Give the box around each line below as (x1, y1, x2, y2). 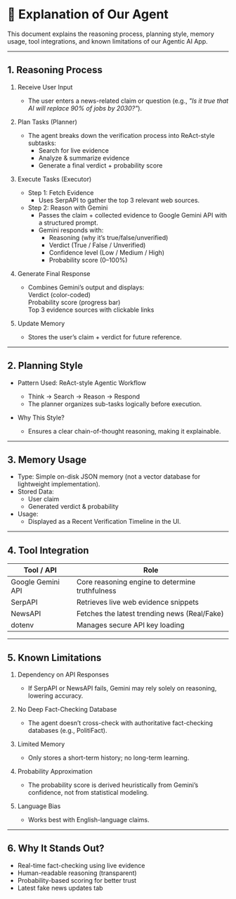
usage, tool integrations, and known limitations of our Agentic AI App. (7, 37, 209, 45)
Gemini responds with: (38, 225, 104, 234)
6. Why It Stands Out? (7, 843, 105, 855)
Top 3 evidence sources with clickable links (27, 306, 155, 314)
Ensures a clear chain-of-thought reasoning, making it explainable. (27, 427, 221, 435)
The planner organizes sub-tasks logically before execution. (27, 399, 202, 408)
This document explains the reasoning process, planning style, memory (7, 30, 214, 38)
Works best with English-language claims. (27, 816, 150, 824)
